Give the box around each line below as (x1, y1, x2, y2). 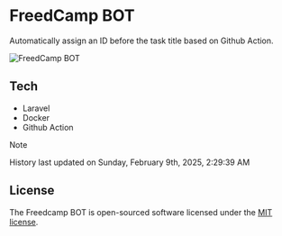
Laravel (22, 103, 50, 113)
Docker (22, 112, 50, 123)
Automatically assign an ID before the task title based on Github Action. (9, 35, 274, 46)
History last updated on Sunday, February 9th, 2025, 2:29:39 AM (9, 157, 250, 168)
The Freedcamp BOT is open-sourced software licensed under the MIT (9, 206, 273, 217)
